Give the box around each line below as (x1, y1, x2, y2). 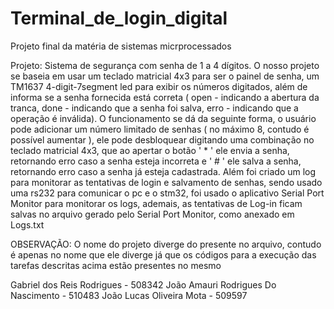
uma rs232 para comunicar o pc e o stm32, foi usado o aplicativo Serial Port (10, 187, 325, 199)
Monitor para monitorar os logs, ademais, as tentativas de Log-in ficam (10, 197, 303, 209)
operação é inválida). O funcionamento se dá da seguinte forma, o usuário (10, 112, 317, 124)
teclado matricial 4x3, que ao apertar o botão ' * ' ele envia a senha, (10, 144, 290, 156)
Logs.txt (10, 218, 45, 231)
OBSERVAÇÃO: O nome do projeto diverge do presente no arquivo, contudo (10, 238, 322, 250)
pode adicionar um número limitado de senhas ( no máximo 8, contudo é (10, 123, 310, 135)
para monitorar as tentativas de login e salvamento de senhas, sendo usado (10, 176, 323, 188)
